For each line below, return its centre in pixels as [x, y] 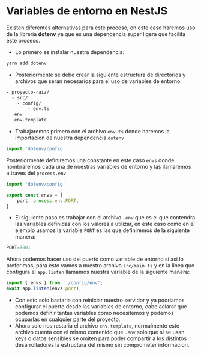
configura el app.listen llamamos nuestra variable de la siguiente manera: [98, 272]
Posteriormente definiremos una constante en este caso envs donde [90, 160]
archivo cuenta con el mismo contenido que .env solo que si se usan [100, 332]
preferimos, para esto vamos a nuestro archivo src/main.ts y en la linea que [100, 266]
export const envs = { [34, 195]
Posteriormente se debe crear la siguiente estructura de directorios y [100, 75]
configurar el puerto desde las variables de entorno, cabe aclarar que [101, 307]
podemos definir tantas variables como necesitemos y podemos [94, 313]
